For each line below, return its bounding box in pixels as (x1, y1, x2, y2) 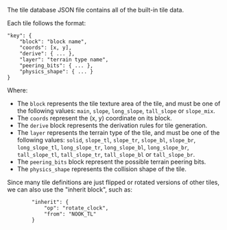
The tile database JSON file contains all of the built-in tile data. (7, 6, 184, 14)
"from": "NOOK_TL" (43, 211, 97, 218)
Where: (7, 86, 28, 94)
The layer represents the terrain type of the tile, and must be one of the (16, 129, 220, 136)
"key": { (7, 32, 32, 39)
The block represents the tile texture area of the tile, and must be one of (16, 99, 221, 107)
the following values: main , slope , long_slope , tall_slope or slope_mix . (16, 107, 215, 115)
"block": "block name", (19, 38, 88, 45)
